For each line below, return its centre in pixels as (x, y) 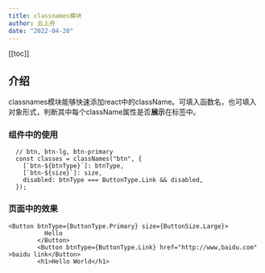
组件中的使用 (33, 135)
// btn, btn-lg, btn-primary (64, 152)
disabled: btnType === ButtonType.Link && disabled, (113, 180)
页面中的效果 (33, 209)
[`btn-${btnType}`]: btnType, (74, 166)
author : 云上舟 (32, 23)
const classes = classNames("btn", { (79, 159)
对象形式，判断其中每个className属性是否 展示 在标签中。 (104, 112)
